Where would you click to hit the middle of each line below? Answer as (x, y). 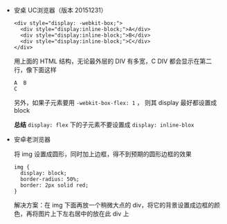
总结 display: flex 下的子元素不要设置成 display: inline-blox (104, 124)
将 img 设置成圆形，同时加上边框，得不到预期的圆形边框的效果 (102, 154)
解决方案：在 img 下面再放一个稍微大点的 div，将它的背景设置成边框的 (114, 205)
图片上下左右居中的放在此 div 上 (83, 214)
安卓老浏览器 (32, 139)
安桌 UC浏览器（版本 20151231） (60, 10)
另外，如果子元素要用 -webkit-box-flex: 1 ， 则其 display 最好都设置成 (115, 103)
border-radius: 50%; (50, 179)
